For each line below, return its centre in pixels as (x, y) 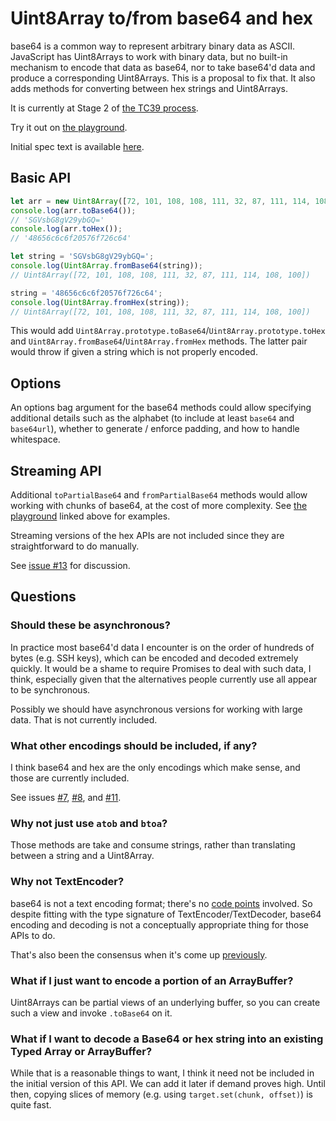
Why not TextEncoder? (67, 882)
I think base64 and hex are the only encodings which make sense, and (155, 767)
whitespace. (35, 439)
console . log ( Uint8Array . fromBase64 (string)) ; (106, 266)
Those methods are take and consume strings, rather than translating (153, 845)
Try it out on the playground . (69, 127)
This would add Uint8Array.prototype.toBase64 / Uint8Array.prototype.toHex (168, 331)
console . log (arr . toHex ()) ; (66, 229)
